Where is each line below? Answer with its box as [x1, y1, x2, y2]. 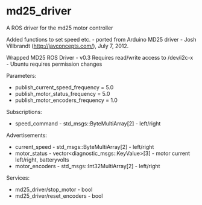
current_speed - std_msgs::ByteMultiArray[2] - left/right [14, 143, 154, 150]
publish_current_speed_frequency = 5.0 [14, 83, 114, 91]
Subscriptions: [6, 108, 42, 115]
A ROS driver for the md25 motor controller [6, 24, 113, 31]
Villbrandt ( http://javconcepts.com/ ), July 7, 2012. [6, 42, 129, 49]
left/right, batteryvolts [14, 156, 69, 163]
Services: [6, 174, 30, 181]
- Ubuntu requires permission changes [6, 60, 103, 68]
